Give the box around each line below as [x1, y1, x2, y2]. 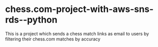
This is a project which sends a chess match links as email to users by [5, 30, 150, 36]
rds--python [5, 14, 58, 25]
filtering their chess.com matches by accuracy [5, 36, 101, 42]
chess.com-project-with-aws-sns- [5, 3, 154, 15]
